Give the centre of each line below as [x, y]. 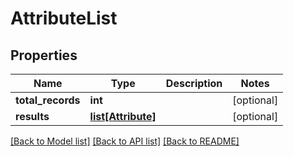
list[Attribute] [123, 116]
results [32, 116]
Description [194, 83]
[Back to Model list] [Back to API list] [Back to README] [125, 141]
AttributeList [64, 18]
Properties [44, 55]
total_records [48, 100]
